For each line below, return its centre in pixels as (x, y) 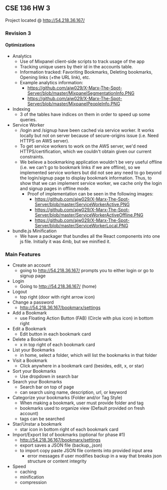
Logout (20, 292)
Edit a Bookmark (29, 329)
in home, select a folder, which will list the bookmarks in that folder (88, 355)
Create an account (31, 265)
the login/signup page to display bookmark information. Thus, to (86, 178)
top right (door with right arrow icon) (57, 297)
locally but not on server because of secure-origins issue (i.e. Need (89, 135)
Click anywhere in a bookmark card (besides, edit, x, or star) (82, 366)
